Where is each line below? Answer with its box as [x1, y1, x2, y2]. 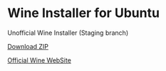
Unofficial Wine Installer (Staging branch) [7, 28, 129, 37]
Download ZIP [7, 42, 48, 50]
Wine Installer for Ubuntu [7, 5, 160, 21]
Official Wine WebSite [7, 55, 71, 65]
